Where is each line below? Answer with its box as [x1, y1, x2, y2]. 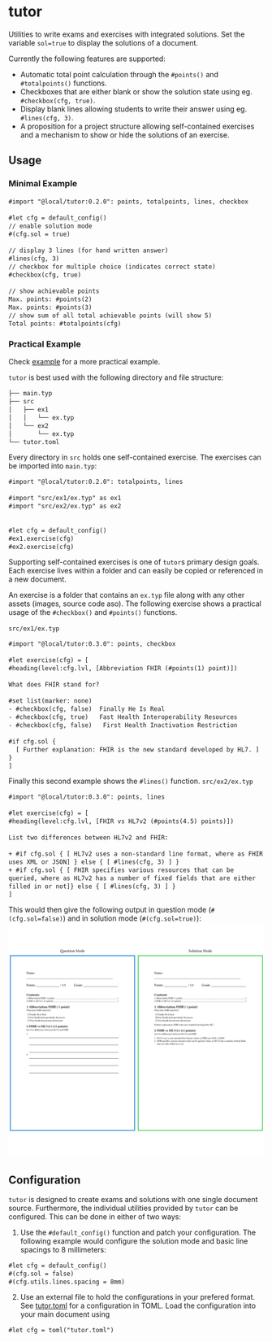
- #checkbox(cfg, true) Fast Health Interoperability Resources [8, 712, 238, 721]
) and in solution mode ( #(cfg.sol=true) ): [63, 913, 201, 923]
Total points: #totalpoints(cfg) [8, 320, 122, 328]
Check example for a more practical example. [8, 356, 161, 366]
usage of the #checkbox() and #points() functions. [8, 607, 178, 617]
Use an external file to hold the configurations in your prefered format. [19, 1292, 256, 1302]
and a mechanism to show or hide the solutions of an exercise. [19, 129, 230, 140]
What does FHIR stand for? [8, 680, 100, 689]
